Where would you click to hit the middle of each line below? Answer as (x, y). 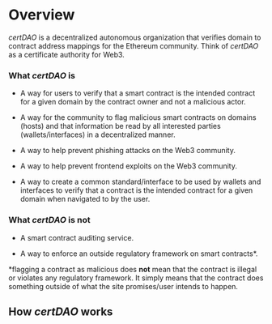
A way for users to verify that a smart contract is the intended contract (138, 93)
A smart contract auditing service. (77, 237)
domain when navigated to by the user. (85, 199)
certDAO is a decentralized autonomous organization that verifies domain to (135, 37)
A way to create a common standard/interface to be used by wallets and (140, 182)
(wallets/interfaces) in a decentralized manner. (98, 134)
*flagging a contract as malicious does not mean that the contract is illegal (133, 269)
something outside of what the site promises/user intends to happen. (123, 286)
